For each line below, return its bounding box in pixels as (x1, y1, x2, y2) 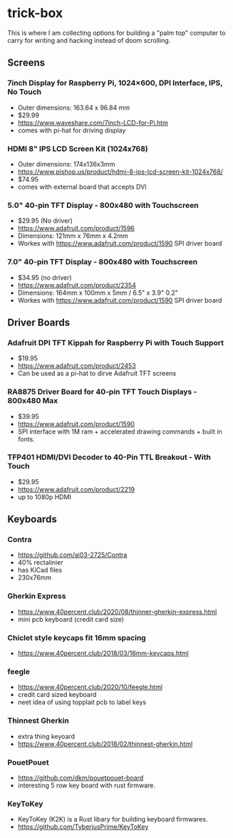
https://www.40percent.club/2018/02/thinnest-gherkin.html (17, 739, 193, 748)
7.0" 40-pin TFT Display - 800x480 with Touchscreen (7, 257, 198, 267)
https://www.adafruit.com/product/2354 (17, 281, 137, 289)
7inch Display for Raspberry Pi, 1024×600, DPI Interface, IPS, (7, 78, 223, 88)
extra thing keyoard (17, 732, 76, 740)
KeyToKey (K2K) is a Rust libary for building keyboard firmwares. (17, 815, 208, 824)
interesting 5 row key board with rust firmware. (17, 781, 155, 790)
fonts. (17, 434, 36, 443)
